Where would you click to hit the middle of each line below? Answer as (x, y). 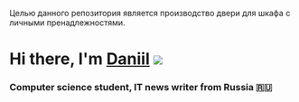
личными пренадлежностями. (67, 23)
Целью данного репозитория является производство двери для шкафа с (150, 13)
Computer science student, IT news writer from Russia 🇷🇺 (141, 88)
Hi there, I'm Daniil (80, 59)
